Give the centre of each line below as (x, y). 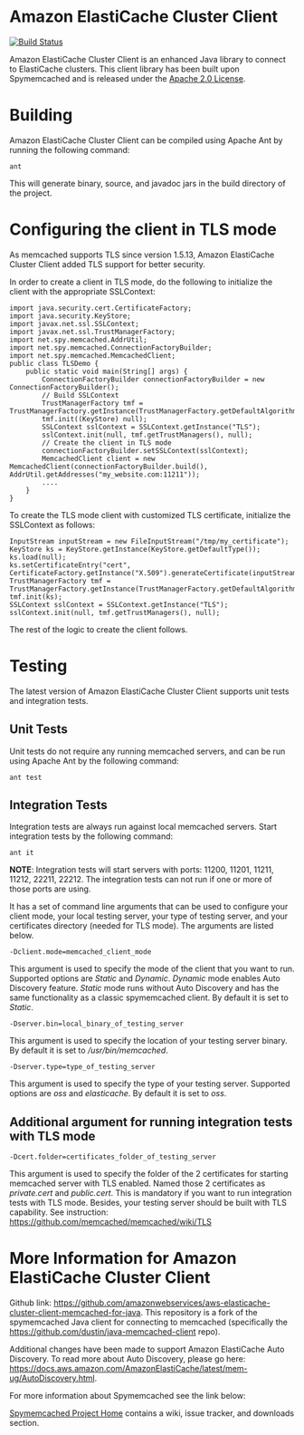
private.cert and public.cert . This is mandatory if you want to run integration (151, 1193)
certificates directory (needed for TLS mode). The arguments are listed (142, 926)
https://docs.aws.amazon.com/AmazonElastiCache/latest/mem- (128, 1369)
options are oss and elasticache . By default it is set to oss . (118, 1093)
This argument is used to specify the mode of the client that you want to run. (152, 969)
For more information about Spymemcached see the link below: (128, 1396)
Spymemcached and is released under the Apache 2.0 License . (128, 78)
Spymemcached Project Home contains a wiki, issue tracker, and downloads (152, 1413)
